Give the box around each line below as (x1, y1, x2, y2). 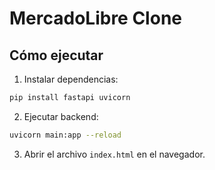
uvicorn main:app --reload (9, 130, 122, 140)
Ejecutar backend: (23, 110, 99, 122)
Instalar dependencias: (23, 73, 119, 85)
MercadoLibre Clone (9, 7, 182, 30)
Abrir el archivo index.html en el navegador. (23, 148, 206, 160)
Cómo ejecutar (9, 47, 104, 64)
